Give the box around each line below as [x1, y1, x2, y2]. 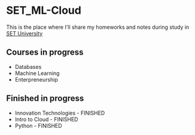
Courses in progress [6, 47, 84, 58]
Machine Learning [14, 70, 60, 77]
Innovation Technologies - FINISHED [14, 109, 105, 116]
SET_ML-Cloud [6, 4, 82, 17]
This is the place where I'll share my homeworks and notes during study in [6, 23, 190, 31]
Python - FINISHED [14, 122, 62, 129]
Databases [14, 63, 42, 70]
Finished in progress [6, 94, 84, 104]
